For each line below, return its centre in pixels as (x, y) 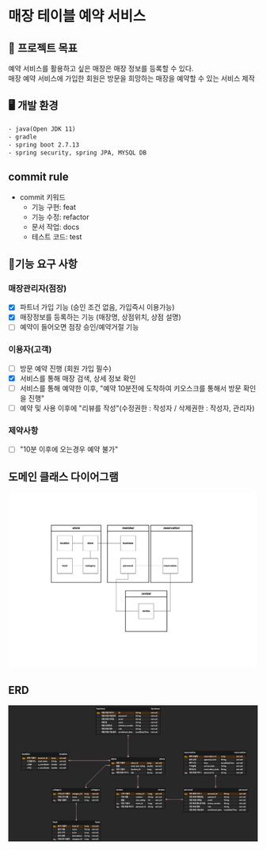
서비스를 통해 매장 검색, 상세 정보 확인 (78, 378)
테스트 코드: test (57, 236)
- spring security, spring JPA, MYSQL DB (78, 152)
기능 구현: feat (54, 207)
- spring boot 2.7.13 (44, 145)
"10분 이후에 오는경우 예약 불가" (69, 449)
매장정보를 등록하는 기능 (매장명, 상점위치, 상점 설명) (101, 317)
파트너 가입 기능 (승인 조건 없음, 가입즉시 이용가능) (97, 307)
